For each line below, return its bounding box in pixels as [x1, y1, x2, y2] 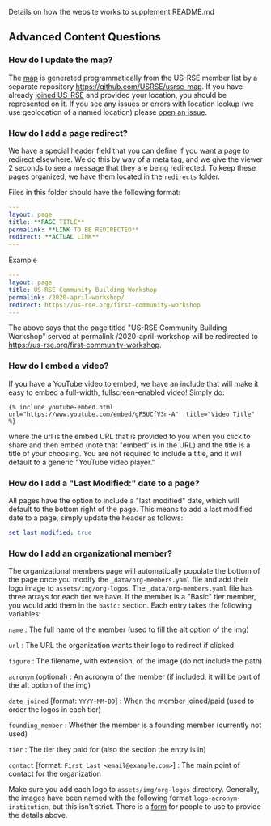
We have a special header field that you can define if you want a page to [8, 146, 250, 155]
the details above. [8, 811, 68, 820]
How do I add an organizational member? [8, 548, 172, 559]
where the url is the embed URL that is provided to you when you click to [8, 431, 251, 441]
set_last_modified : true [8, 529, 92, 537]
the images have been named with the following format [8, 793, 193, 803]
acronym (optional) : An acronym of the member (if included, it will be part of [8, 671, 260, 682]
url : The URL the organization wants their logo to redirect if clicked [8, 641, 235, 650]
